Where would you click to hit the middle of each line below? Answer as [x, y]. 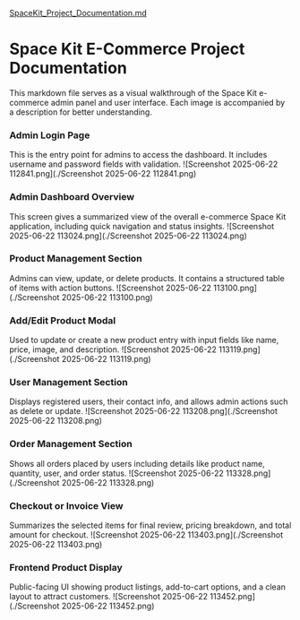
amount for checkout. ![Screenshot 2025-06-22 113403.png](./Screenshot [146, 535]
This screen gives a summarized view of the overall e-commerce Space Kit [148, 216]
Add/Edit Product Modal [63, 320]
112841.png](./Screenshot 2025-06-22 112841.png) [103, 174]
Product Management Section [76, 259]
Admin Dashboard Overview [72, 197]
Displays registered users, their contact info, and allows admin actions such [149, 401]
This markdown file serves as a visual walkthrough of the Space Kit [133, 92]
